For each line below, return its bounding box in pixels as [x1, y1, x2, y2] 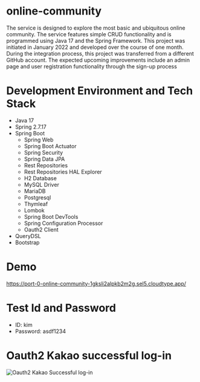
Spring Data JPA [24, 155, 65, 163]
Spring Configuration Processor [24, 219, 103, 227]
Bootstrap [15, 239, 40, 246]
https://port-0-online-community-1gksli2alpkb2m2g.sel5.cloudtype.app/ [6, 280, 186, 287]
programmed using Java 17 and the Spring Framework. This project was [6, 37, 185, 44]
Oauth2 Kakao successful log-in [6, 349, 172, 362]
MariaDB [24, 187, 47, 195]
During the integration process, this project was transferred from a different [6, 50, 195, 57]
